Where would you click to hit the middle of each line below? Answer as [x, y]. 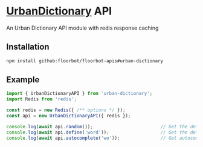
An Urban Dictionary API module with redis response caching [82, 28]
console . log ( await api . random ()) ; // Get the [97, 126]
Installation [28, 47]
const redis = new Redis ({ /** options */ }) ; [66, 110]
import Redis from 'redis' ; [42, 99]
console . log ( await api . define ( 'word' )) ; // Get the [97, 132]
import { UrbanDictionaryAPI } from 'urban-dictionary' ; [79, 94]
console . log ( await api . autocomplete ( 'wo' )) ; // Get [92, 138]
